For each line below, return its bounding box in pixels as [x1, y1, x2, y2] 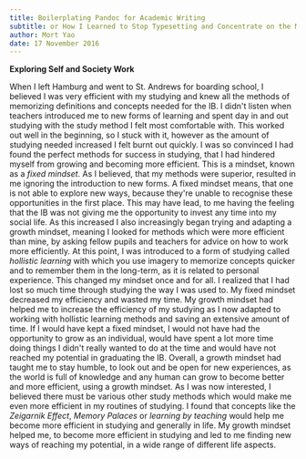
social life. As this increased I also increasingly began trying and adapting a [9, 217, 292, 228]
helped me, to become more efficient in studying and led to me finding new [9, 430, 291, 441]
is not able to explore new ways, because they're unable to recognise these [9, 188, 293, 199]
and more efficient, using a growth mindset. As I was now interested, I [9, 382, 271, 393]
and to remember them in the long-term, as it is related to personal [9, 265, 260, 276]
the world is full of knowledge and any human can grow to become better [9, 372, 285, 382]
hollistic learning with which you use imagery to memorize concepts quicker [9, 256, 296, 267]
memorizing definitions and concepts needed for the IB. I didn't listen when [9, 101, 291, 112]
